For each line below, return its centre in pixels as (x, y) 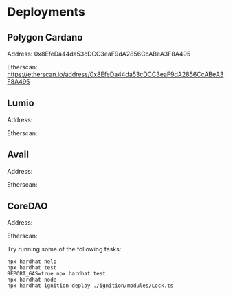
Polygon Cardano (45, 37)
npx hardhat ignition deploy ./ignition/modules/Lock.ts (90, 286)
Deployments (46, 12)
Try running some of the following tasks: (64, 249)
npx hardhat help (32, 262)
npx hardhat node (32, 280)
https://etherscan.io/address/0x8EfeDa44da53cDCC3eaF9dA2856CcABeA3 (115, 74)
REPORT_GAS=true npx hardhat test (57, 274)
